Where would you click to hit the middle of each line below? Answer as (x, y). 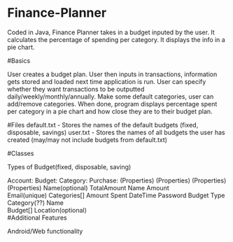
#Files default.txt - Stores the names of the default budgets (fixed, (103, 124)
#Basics (19, 60)
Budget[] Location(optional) (47, 210)
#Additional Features (37, 218)
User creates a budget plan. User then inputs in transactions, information (112, 74)
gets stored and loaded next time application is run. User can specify (107, 81)
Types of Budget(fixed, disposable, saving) (69, 166)
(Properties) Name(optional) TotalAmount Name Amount (88, 187)
